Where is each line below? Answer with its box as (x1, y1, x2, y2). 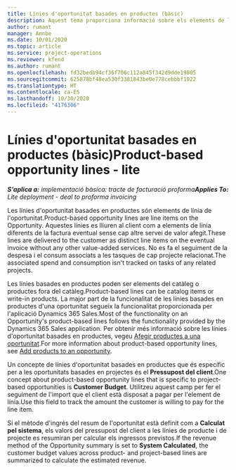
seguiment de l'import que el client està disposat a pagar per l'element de (7, 390, 221, 398)
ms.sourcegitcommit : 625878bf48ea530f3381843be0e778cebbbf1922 (7, 75, 197, 83)
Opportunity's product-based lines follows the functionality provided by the (7, 317, 226, 325)
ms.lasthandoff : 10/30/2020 (7, 96, 90, 103)
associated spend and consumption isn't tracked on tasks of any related (7, 258, 216, 267)
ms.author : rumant (7, 63, 61, 70)
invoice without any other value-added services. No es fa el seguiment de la (7, 243, 228, 252)
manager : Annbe (7, 30, 52, 37)
